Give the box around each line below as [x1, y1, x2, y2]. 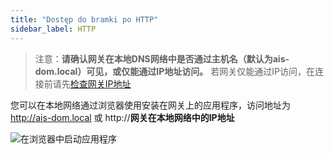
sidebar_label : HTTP [10, 24, 97, 34]
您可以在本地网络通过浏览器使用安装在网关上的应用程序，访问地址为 [10, 99, 291, 111]
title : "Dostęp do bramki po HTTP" [10, 14, 159, 25]
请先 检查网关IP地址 [52, 77, 132, 90]
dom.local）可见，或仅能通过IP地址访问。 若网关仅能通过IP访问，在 [34, 65, 315, 77]
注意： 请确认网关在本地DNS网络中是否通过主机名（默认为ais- [34, 52, 290, 65]
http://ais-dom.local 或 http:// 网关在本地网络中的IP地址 [10, 111, 235, 123]
